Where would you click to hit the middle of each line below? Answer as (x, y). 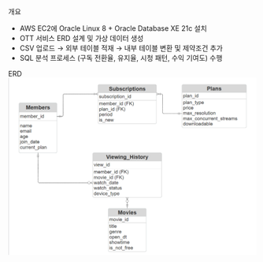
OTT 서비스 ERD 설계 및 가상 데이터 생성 (81, 38)
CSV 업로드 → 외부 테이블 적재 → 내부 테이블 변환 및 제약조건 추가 (121, 48)
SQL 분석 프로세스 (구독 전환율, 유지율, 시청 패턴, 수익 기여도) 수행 (121, 58)
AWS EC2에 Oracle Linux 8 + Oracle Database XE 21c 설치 (113, 28)
